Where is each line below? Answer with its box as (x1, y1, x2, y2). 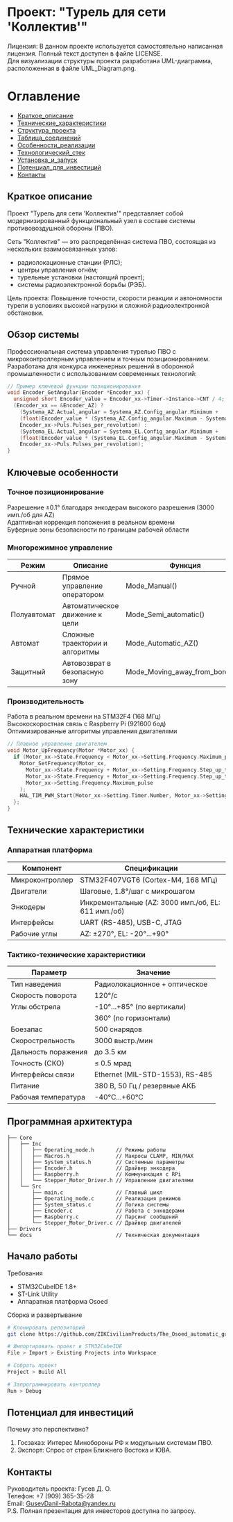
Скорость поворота (10, 991, 78, 1001)
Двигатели (10, 886, 47, 896)
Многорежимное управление (7, 543, 113, 553)
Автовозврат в (62, 658, 112, 668)
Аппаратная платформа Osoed (17, 1297, 108, 1305)
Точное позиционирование (7, 487, 104, 497)
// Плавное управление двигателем (7, 741, 107, 748)
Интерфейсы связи (10, 1070, 75, 1079)
